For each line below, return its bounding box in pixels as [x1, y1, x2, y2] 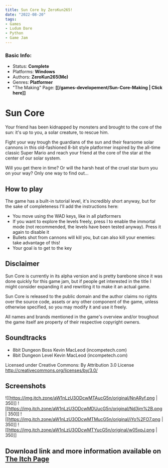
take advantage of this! [12, 239, 60, 246]
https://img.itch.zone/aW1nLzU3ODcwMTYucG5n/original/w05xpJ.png [8, 427, 154, 433]
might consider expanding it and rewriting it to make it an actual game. [5, 283, 151, 289]
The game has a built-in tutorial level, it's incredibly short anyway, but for [5, 198, 156, 204]
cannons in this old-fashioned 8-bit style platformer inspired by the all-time [5, 144, 160, 150]
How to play [5, 185, 43, 193]
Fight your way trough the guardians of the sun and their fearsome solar [5, 139, 154, 145]
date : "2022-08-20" [5, 12, 46, 17]
